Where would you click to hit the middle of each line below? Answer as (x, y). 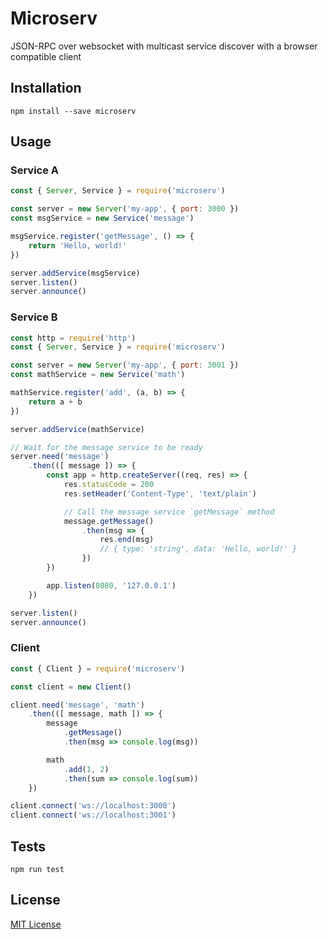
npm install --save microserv (73, 111)
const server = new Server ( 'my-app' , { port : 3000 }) (125, 209)
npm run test (37, 869)
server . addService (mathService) (77, 429)
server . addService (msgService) (75, 273)
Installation (46, 88)
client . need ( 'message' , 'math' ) (77, 705)
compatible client (46, 56)
